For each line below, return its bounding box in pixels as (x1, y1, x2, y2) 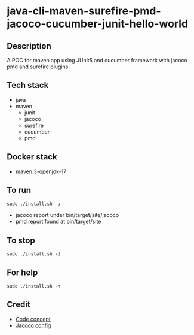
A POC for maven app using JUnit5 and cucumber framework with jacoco (7, 57, 187, 64)
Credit (7, 300, 30, 310)
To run (7, 185, 32, 195)
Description (7, 41, 51, 51)
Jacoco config (15, 322, 51, 329)
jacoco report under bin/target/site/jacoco (15, 212, 119, 219)
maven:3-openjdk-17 (15, 168, 67, 175)
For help (7, 267, 38, 277)
